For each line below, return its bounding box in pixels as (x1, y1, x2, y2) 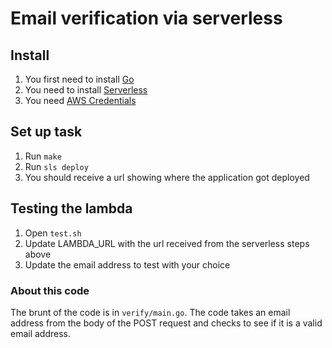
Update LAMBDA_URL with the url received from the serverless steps (24, 237, 310, 249)
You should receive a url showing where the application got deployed (24, 171, 310, 183)
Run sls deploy (24, 160, 89, 172)
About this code (10, 283, 90, 297)
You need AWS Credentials (24, 95, 137, 106)
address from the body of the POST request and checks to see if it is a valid (10, 317, 323, 329)
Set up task (10, 123, 83, 141)
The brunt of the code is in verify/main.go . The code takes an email (10, 306, 291, 318)
